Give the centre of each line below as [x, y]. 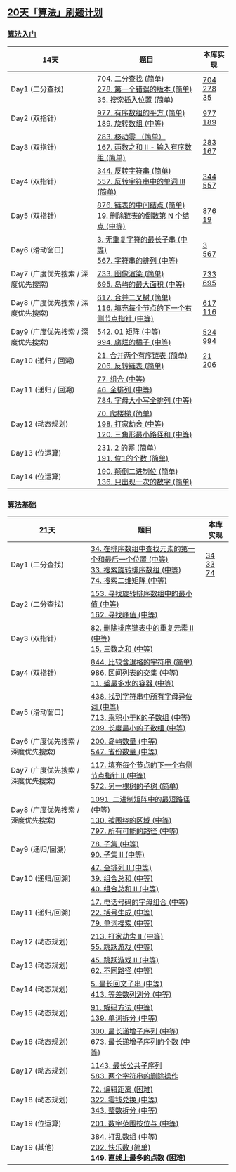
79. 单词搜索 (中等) [122, 923]
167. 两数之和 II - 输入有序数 [144, 147]
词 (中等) [105, 707]
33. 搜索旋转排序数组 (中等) [136, 569]
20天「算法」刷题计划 [55, 13]
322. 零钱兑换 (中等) [124, 1100]
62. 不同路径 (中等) [122, 970]
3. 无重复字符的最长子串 [137, 239]
